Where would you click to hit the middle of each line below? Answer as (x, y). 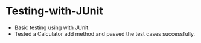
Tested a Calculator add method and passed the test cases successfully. (105, 33)
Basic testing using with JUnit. (52, 27)
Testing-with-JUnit (55, 11)
